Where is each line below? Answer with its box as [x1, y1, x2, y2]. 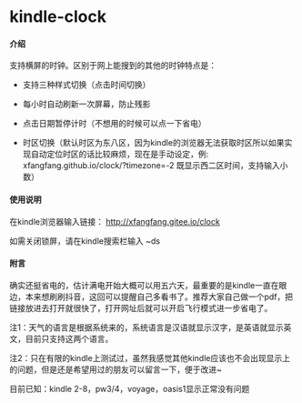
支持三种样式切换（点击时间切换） [22, 79, 151, 90]
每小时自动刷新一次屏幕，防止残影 [22, 98, 151, 110]
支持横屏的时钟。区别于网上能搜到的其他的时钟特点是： [9, 60, 216, 71]
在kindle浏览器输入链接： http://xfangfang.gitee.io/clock [9, 216, 220, 227]
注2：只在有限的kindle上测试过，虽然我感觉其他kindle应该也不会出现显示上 [9, 352, 291, 363]
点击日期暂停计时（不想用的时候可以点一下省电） [22, 118, 206, 129]
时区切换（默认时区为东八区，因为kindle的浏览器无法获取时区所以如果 [22, 137, 285, 148]
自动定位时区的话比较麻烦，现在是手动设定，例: [30, 148, 209, 160]
